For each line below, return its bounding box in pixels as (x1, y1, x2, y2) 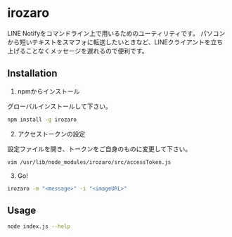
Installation (7, 68, 58, 79)
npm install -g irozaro (7, 116, 77, 123)
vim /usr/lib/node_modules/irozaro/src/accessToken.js (7, 158, 172, 166)
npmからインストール (17, 87, 80, 96)
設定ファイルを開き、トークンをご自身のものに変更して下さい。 (7, 144, 192, 153)
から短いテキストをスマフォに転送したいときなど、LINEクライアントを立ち (7, 37, 224, 46)
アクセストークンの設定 (17, 129, 86, 138)
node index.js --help (7, 223, 71, 230)
